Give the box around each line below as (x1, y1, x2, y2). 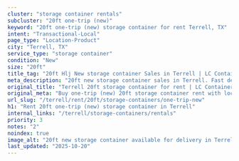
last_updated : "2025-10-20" (7, 143, 91, 150)
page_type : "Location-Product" (7, 37, 100, 44)
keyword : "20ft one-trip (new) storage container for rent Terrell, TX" (7, 24, 228, 31)
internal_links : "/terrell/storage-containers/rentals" (7, 110, 176, 117)
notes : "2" (7, 123, 40, 130)
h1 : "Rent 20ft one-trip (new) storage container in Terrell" (7, 103, 196, 110)
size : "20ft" (7, 63, 46, 71)
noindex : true (7, 130, 50, 137)
